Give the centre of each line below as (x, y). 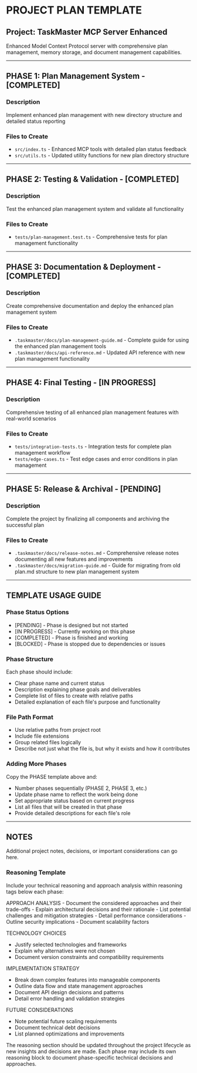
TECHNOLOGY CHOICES (36, 933)
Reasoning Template (36, 873)
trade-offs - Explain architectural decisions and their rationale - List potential (98, 909)
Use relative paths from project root (57, 730)
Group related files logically (47, 742)
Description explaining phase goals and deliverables (78, 689)
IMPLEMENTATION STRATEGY (43, 968)
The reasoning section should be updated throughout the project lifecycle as (98, 1045)
